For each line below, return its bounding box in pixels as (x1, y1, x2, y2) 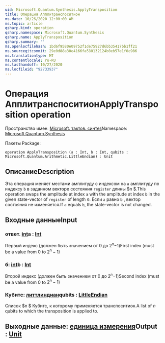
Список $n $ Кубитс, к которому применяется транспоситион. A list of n (5, 303, 156, 308)
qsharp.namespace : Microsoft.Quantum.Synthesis (5, 30, 105, 35)
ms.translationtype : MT (5, 53, 54, 58)
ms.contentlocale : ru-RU (5, 58, 56, 63)
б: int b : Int (5, 261, 31, 268)
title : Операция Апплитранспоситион (5, 12, 80, 17)
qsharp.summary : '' (5, 39, 45, 44)
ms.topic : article (5, 21, 43, 26)
